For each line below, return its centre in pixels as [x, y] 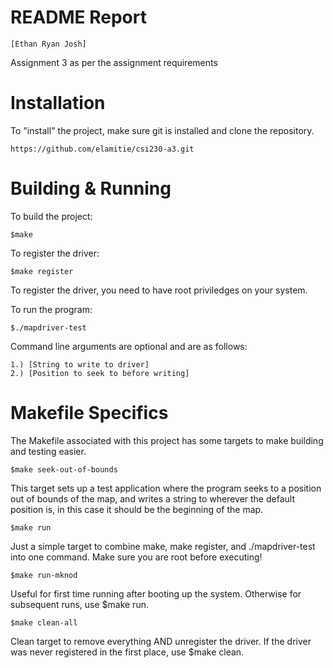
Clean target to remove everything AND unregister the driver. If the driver [161, 641]
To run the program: [51, 309]
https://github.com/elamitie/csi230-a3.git [102, 149]
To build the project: [51, 216]
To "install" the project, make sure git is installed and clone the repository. [162, 130]
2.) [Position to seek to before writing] [100, 373]
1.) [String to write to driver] [80, 364]
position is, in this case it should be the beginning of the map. [137, 509]
